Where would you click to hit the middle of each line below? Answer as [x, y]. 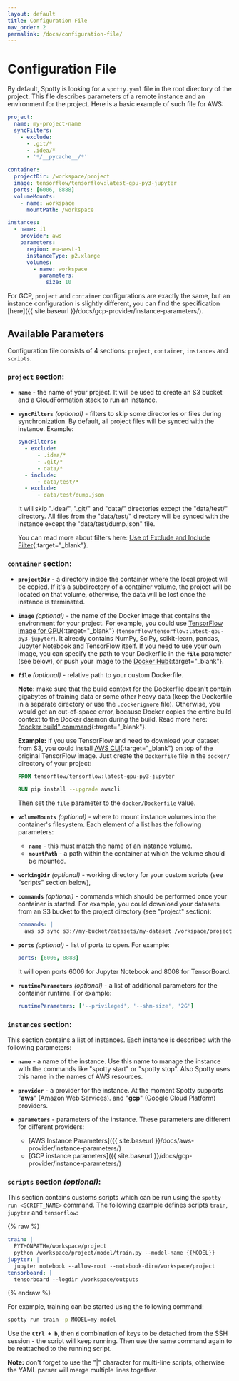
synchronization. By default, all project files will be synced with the [116, 421]
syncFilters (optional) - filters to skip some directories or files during [119, 414]
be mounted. [47, 861]
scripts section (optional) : [54, 1182]
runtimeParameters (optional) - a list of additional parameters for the [117, 985]
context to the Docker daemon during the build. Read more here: [113, 719]
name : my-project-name [47, 124]
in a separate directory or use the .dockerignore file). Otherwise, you [119, 704]
